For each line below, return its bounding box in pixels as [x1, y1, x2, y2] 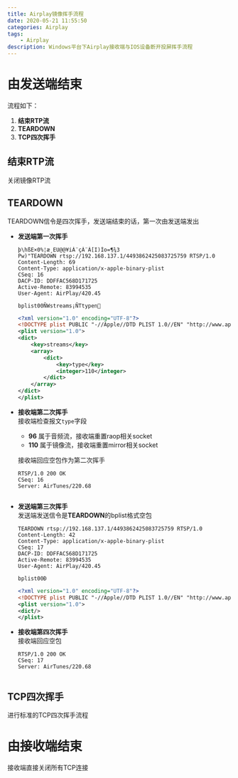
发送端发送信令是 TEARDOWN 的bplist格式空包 [17, 510, 152, 520]
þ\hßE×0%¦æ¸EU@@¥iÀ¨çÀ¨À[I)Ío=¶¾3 [17, 246, 120, 253]
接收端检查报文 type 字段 [17, 416, 87, 425]
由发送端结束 [7, 76, 83, 93]
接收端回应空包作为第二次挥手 [17, 456, 105, 464]
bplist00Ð [17, 574, 48, 582]
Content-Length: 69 [17, 258, 76, 266]
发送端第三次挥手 [17, 502, 68, 510]
